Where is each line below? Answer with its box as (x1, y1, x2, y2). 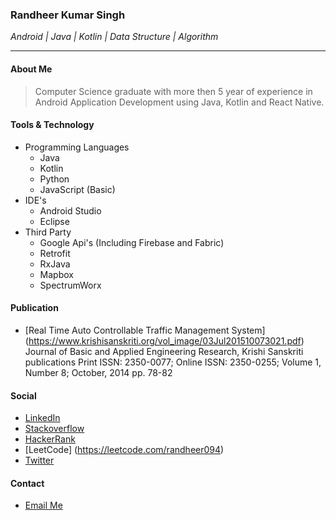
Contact (10, 477, 45, 489)
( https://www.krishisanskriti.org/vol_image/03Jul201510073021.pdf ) (24, 334, 305, 347)
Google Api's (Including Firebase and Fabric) (39, 236, 225, 248)
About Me (10, 63, 53, 75)
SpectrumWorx (39, 279, 102, 291)
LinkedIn (24, 412, 61, 424)
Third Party (24, 226, 72, 238)
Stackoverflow (24, 423, 85, 435)
